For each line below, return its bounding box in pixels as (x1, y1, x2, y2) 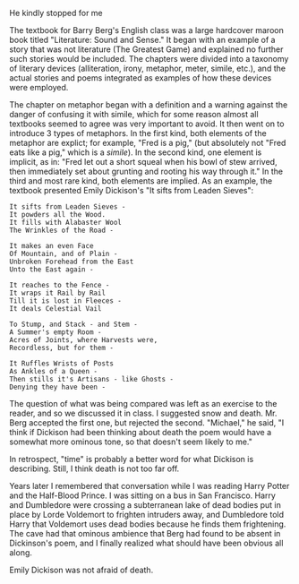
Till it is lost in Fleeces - (9, 296, 123, 305)
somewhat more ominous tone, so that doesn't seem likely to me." (9, 436, 252, 447)
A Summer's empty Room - (9, 328, 102, 337)
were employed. (9, 82, 69, 92)
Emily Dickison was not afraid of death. (9, 564, 154, 575)
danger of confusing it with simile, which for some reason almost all (9, 109, 259, 119)
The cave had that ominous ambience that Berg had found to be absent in (9, 528, 281, 538)
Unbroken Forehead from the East (9, 257, 134, 266)
